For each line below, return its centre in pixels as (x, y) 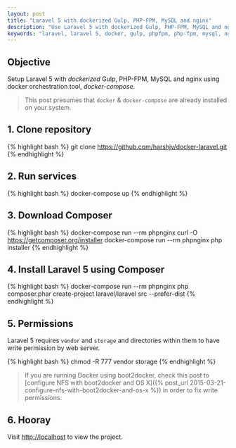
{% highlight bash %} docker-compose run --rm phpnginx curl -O (103, 232)
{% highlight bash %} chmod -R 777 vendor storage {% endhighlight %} (112, 362)
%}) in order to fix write (184, 390)
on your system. (48, 108)
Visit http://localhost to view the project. (65, 437)
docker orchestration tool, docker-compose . (71, 87)
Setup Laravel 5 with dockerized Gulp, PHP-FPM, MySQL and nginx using (113, 79)
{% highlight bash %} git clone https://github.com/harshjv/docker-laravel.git (117, 147)
